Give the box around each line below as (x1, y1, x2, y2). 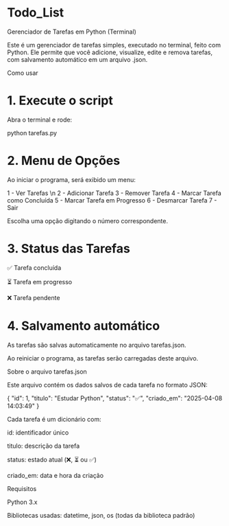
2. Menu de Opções (7, 153, 121, 169)
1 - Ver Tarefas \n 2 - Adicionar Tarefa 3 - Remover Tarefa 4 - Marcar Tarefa (7, 189, 221, 197)
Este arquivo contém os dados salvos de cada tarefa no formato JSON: (7, 380, 208, 389)
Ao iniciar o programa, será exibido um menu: (7, 175, 136, 183)
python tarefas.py (7, 128, 57, 137)
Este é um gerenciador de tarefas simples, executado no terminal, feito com (7, 41, 221, 49)
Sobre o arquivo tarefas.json (7, 367, 87, 376)
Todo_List (7, 5, 64, 21)
